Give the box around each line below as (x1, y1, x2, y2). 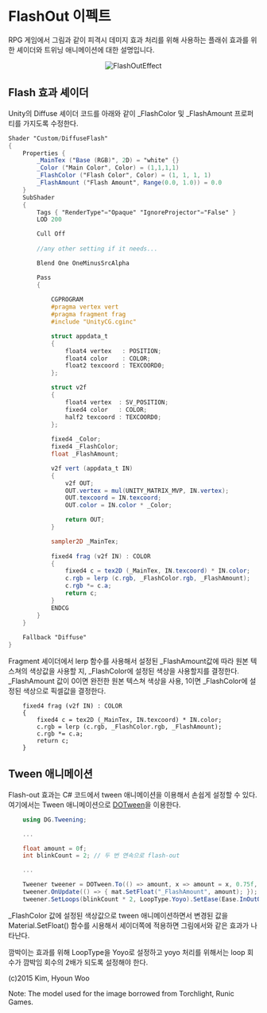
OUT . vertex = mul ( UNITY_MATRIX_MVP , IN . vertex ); (64, 487, 229, 495)
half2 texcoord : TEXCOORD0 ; (64, 413, 161, 421)
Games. (8, 997, 34, 1007)
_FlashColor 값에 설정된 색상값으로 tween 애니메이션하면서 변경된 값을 (8, 910, 229, 920)
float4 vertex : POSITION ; (64, 347, 161, 355)
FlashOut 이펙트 (8, 7, 111, 25)
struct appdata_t (50, 332, 109, 340)
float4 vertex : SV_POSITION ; (64, 398, 169, 406)
